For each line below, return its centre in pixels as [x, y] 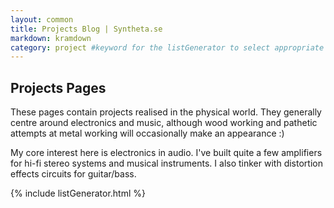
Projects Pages [58, 87]
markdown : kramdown [51, 38]
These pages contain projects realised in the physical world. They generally [166, 112]
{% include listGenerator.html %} [78, 193]
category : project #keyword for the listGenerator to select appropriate [167, 47]
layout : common [42, 19]
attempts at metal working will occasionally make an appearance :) [147, 133]
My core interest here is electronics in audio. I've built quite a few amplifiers [166, 153]
